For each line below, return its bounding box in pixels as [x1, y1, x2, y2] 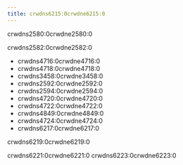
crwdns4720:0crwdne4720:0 [17, 94, 103, 103]
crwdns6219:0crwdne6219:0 [7, 138, 90, 146]
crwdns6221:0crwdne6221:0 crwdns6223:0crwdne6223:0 [7, 151, 177, 159]
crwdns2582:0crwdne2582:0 [7, 43, 93, 51]
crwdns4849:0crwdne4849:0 [17, 109, 104, 117]
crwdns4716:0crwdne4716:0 [17, 57, 101, 65]
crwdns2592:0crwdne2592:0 [17, 79, 103, 88]
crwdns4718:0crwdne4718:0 [17, 64, 101, 72]
